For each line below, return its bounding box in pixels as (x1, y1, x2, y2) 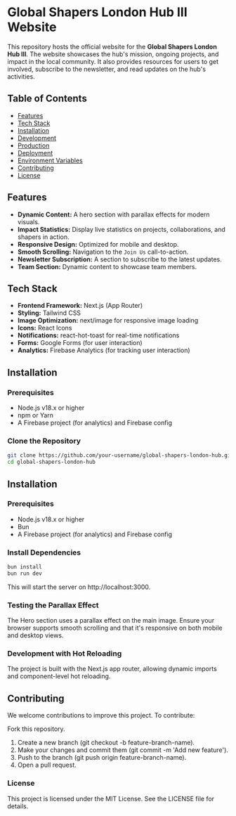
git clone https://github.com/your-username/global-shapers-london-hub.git (7, 452, 234, 459)
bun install (7, 564, 42, 571)
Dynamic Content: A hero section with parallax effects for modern (17, 210, 210, 219)
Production (17, 141, 50, 150)
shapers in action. (17, 233, 70, 241)
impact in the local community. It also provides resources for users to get (7, 57, 219, 65)
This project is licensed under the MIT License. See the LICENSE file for (7, 794, 215, 803)
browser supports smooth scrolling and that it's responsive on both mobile (7, 623, 223, 633)
